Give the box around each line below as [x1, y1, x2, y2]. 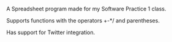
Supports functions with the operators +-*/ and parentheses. [6, 17, 160, 24]
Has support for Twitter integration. [6, 29, 95, 36]
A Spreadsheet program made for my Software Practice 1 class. [6, 5, 166, 12]
